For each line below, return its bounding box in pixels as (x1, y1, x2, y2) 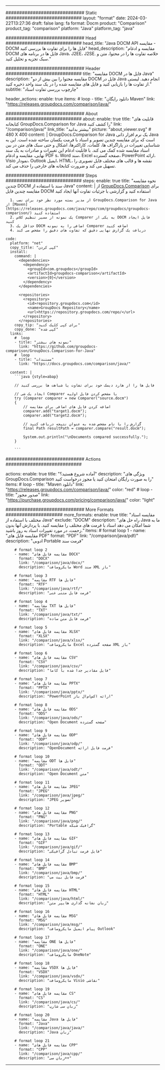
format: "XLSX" (18, 633, 50, 638)
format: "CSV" (18, 660, 48, 664)
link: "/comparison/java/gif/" (18, 845, 83, 850)
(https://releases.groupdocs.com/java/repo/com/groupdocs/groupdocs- (5, 206, 151, 211)
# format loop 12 (14, 806, 50, 811)
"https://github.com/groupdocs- (31, 344, 98, 349)
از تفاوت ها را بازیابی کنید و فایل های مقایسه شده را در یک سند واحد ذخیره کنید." (5, 81, 152, 87)
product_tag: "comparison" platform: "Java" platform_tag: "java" (5, 26, 135, 31)
